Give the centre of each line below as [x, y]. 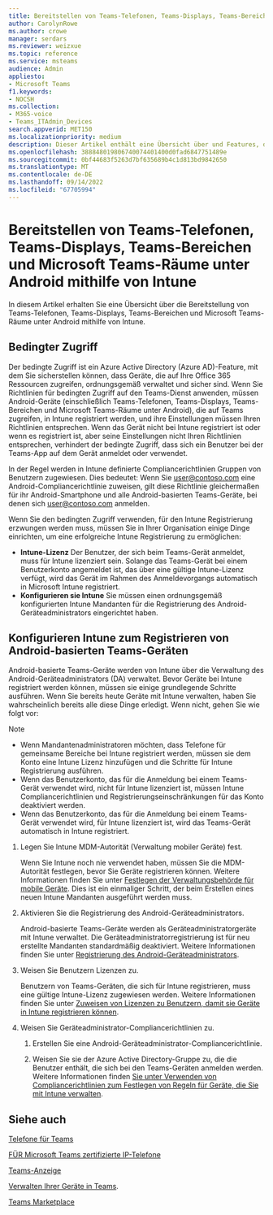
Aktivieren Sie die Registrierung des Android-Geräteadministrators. [132, 913]
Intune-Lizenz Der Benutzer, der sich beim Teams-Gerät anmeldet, [132, 552]
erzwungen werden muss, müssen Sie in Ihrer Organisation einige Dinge [129, 527]
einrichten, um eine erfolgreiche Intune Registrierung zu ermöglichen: [125, 536]
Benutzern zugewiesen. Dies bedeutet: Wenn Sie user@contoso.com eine [132, 477]
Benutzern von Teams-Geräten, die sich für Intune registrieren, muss [135, 986]
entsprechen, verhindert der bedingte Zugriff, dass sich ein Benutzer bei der [136, 445]
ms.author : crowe [38, 31]
